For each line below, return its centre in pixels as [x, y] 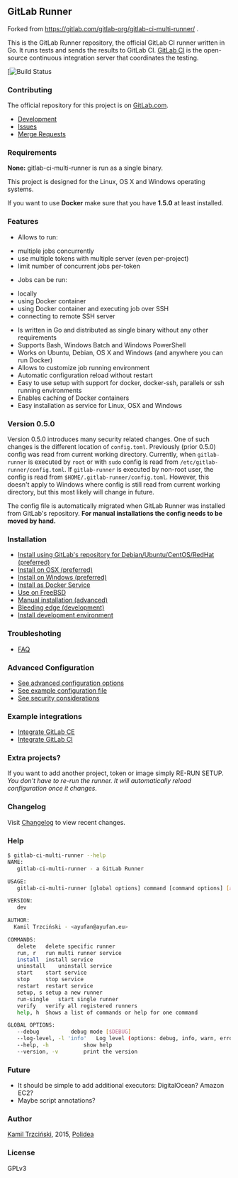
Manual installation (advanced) [63, 600]
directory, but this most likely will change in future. [81, 492]
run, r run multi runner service [69, 953]
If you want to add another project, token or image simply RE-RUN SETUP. [116, 773]
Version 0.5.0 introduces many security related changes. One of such [109, 439]
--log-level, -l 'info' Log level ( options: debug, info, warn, [117, 1039]
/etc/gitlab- [199, 463]
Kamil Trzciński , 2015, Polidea [51, 1134]
